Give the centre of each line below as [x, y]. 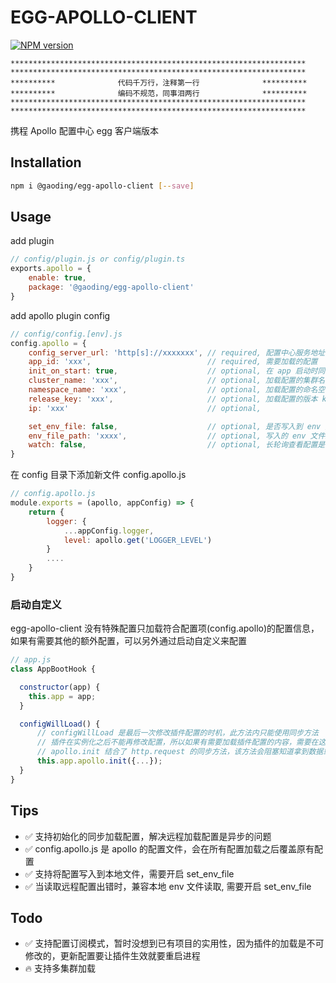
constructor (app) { [60, 687]
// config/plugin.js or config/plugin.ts [98, 259]
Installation [46, 162]
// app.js [31, 660]
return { [46, 512]
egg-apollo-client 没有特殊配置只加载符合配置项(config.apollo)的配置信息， [165, 628]
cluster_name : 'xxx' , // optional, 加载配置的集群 [173, 381]
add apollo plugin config [60, 315]
